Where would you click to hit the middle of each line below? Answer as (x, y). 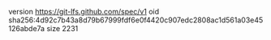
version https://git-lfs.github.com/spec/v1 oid (84, 12)
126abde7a (27, 28)
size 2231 (62, 28)
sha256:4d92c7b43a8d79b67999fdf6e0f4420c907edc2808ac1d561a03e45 (136, 20)
